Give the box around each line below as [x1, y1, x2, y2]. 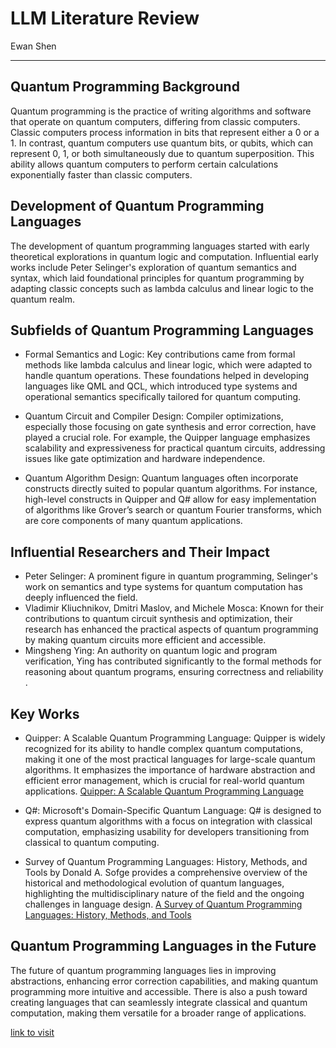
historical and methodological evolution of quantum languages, [24, 877, 285, 889]
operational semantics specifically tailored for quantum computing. [24, 391, 302, 403]
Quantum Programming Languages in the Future [10, 938, 317, 955]
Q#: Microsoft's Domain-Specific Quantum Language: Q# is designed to [24, 805, 322, 816]
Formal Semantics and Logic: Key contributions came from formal [24, 348, 296, 361]
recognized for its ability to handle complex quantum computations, [24, 743, 304, 754]
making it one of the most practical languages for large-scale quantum [24, 753, 316, 765]
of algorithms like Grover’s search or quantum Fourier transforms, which [24, 504, 322, 516]
